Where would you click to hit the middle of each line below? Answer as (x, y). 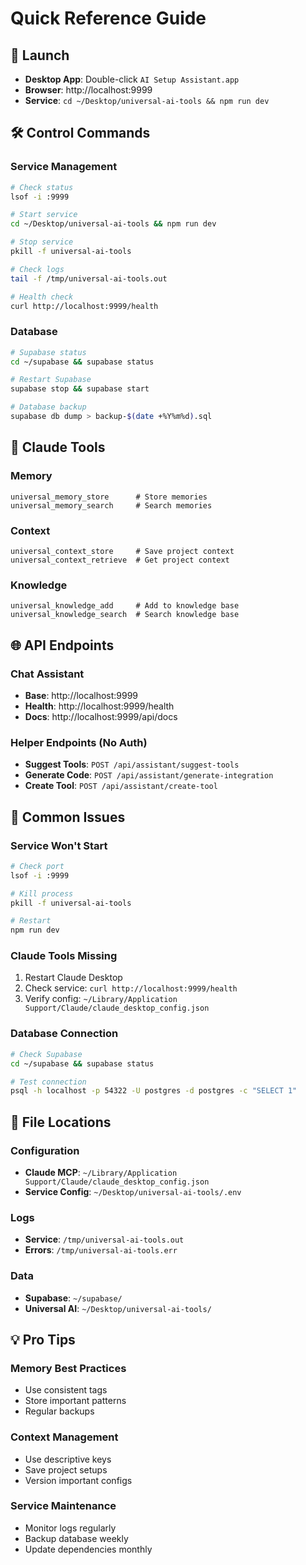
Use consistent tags (66, 1390)
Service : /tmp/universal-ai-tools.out (104, 1239)
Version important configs (78, 1480)
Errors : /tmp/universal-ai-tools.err (101, 1250)
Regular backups (59, 1411)
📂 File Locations (61, 1122)
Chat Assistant (47, 674)
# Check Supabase (46, 1054)
